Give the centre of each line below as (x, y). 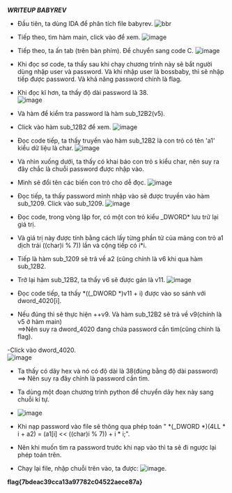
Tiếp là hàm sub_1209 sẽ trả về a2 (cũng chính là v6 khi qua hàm (110, 259)
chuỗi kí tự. (33, 399)
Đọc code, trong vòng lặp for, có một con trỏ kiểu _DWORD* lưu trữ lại (118, 217)
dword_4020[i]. (39, 301)
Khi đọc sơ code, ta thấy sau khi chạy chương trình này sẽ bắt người (115, 64)
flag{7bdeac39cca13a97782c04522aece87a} (75, 482)
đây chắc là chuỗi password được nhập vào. (80, 169)
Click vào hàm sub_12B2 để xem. (64, 127)
